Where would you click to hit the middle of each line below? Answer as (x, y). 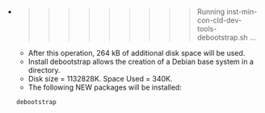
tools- (207, 29)
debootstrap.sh (222, 37)
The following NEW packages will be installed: (105, 87)
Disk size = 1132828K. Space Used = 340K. (100, 79)
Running (211, 12)
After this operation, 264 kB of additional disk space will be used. (137, 53)
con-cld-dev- (219, 20)
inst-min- (242, 12)
